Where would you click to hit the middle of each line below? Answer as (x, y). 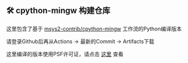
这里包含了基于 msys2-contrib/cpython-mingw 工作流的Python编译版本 (94, 29)
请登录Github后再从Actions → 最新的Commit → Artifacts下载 (80, 41)
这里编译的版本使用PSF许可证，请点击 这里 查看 (65, 54)
